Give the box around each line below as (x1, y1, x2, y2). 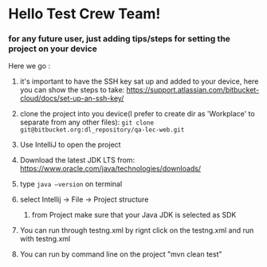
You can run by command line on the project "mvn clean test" (19, 249, 222, 259)
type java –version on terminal (19, 179, 123, 189)
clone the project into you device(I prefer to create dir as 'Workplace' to (19, 109, 255, 119)
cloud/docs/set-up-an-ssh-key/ (19, 93, 124, 104)
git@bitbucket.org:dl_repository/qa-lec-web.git (19, 126, 185, 134)
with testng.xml (19, 234, 71, 244)
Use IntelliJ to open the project (19, 140, 121, 150)
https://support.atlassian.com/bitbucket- (126, 85, 260, 95)
